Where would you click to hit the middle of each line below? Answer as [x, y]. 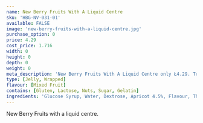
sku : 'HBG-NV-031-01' [34, 18]
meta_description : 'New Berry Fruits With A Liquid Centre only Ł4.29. [98, 74]
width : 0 [17, 52]
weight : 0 [19, 68]
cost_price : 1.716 [29, 46]
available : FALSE [28, 23]
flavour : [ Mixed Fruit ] [36, 85]
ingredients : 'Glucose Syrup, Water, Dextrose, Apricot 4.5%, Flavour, [98, 96]
